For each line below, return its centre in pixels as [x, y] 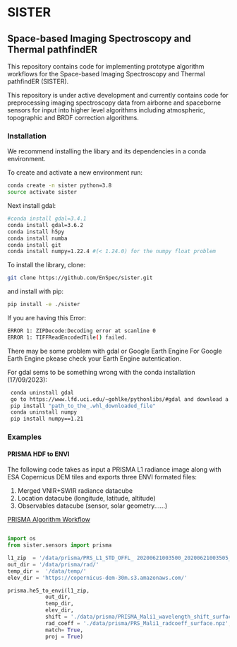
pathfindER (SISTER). [38, 81]
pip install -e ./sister [44, 305]
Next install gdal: [32, 206]
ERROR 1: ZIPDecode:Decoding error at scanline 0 [82, 331]
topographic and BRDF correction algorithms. [73, 118]
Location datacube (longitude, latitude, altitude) [87, 499]
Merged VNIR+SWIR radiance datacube [75, 491]
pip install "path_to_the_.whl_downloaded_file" [83, 406]
